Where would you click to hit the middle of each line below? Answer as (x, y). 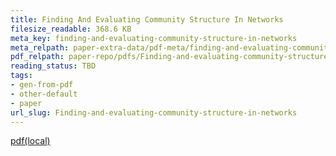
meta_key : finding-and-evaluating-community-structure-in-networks (154, 38)
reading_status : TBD (53, 66)
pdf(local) (30, 141)
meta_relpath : (40, 47)
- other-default (44, 94)
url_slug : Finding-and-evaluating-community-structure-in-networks (154, 112)
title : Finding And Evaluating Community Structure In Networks (147, 19)
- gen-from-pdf (42, 85)
